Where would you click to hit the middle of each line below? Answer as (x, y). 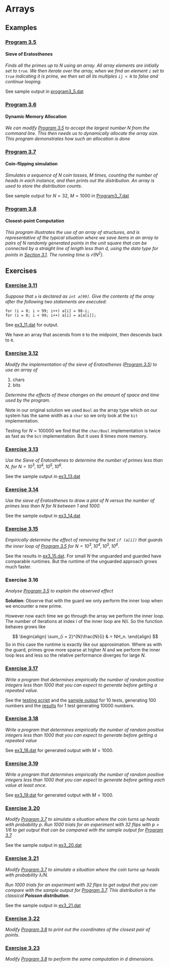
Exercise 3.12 (22, 353)
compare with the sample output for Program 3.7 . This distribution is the (80, 890)
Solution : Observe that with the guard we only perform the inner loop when (84, 601)
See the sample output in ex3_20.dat (44, 845)
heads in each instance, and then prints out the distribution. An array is (80, 180)
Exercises (21, 271)
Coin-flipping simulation (31, 164)
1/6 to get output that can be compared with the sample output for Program (84, 830)
